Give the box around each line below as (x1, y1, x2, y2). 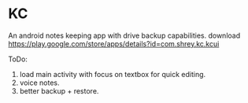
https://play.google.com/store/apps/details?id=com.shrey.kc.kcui (8, 39, 220, 48)
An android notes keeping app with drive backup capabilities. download (8, 31, 241, 40)
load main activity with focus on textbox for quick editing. (19, 69, 206, 79)
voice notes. (19, 78, 60, 87)
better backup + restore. (19, 86, 99, 95)
